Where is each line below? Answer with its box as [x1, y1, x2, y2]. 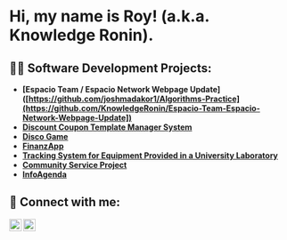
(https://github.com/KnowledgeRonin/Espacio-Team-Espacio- [21, 103, 260, 113]
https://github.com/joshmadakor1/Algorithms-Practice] [28, 93, 241, 104]
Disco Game [21, 132, 69, 141]
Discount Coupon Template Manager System [21, 122, 193, 132]
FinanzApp [21, 140, 64, 151]
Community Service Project [21, 160, 127, 170]
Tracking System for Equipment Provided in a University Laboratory [21, 150, 278, 161]
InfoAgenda [21, 169, 67, 180]
